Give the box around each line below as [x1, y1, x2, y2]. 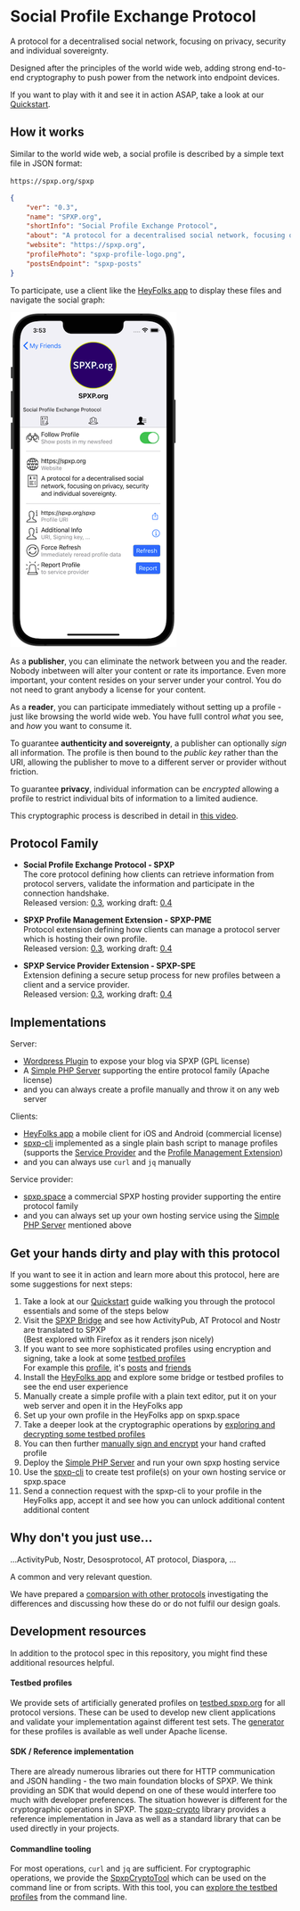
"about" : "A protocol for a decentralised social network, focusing [26, 231, 286, 240]
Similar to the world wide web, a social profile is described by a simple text [10, 148, 284, 159]
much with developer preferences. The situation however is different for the [10, 1795, 288, 1806]
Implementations [10, 1014, 107, 1030]
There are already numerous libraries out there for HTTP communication [10, 1766, 275, 1777]
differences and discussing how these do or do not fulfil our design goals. [10, 1598, 281, 1609]
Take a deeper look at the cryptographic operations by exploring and [22, 1419, 276, 1430]
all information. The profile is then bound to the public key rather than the [10, 747, 279, 757]
